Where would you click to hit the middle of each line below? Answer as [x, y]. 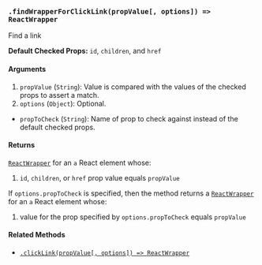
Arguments [27, 69]
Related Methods [37, 235]
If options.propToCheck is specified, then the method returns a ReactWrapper [131, 193]
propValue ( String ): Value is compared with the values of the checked [133, 87]
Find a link [25, 35]
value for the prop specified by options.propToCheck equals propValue [133, 217]
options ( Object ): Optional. [63, 103]
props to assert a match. [59, 95]
